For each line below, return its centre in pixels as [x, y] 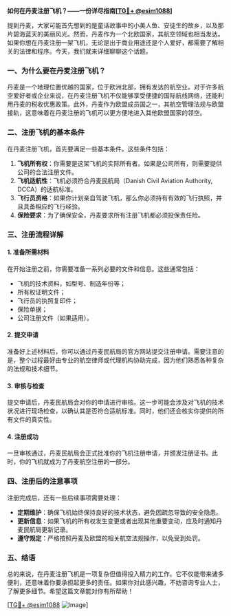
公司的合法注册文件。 [47, 172]
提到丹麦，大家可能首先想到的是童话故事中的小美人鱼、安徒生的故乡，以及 [112, 25]
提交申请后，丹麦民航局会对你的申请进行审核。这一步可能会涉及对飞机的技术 [115, 403]
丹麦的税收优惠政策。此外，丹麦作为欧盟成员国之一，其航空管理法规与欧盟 [118, 104]
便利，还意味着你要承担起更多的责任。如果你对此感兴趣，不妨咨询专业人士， [115, 582]
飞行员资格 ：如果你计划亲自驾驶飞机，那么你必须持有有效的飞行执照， [117, 198]
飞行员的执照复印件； [47, 300]
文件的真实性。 [34, 420]
